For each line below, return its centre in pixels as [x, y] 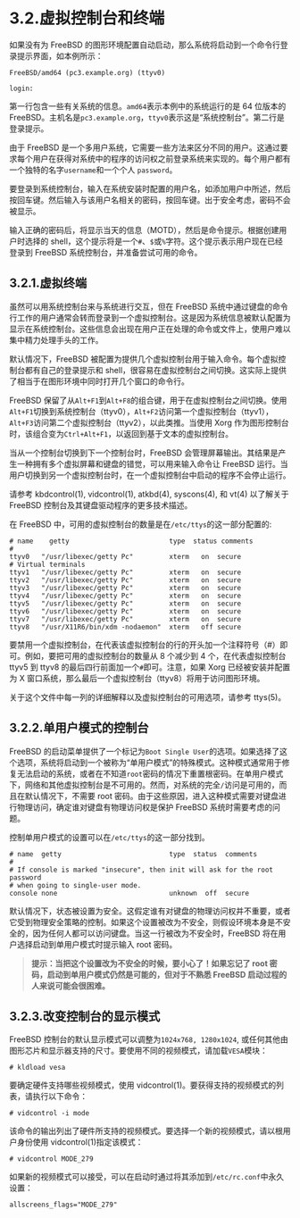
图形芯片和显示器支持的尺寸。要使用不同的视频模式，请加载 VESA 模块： [138, 1051]
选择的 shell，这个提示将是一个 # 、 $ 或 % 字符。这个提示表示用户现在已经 [154, 241]
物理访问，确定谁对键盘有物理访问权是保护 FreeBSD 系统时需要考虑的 [145, 807]
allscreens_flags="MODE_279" [63, 1205]
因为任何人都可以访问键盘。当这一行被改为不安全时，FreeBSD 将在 [155, 933]
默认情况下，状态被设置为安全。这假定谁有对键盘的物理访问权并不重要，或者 [150, 911]
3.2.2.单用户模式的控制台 [79, 728]
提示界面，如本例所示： [60, 55]
